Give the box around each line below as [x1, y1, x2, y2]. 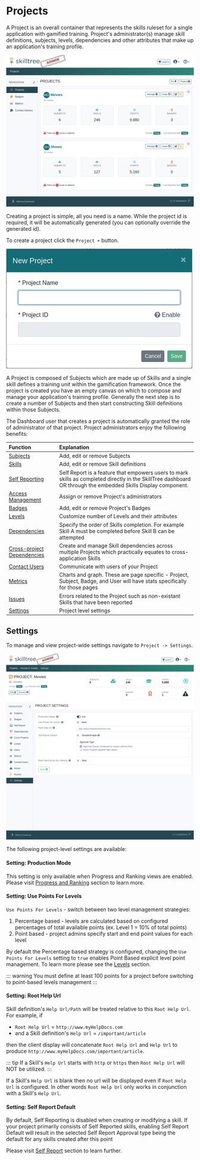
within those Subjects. [6, 406, 61, 413]
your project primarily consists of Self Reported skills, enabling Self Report [6, 1123, 189, 1130]
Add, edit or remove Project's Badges [59, 505, 151, 512]
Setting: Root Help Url [6, 992, 61, 1000]
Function [8, 443, 32, 451]
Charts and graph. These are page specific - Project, [59, 571, 189, 579]
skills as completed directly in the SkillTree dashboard [59, 475, 191, 482]
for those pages [59, 584, 98, 591]
